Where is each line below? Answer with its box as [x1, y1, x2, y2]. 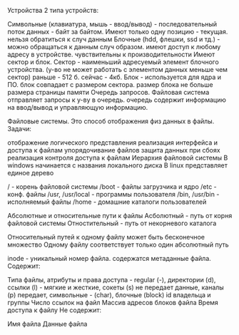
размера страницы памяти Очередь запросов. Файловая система [7, 88, 210, 96]
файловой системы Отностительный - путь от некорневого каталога [7, 219, 217, 227]
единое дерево [7, 169, 54, 177]
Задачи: [7, 125, 32, 133]
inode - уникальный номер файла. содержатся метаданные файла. [7, 254, 212, 262]
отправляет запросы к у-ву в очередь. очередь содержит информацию [7, 96, 226, 104]
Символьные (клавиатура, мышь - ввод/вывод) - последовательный [7, 20, 218, 28]
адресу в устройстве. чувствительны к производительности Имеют [7, 50, 215, 58]
